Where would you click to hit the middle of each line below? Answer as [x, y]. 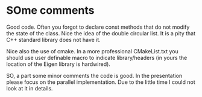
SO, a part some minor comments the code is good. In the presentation [94, 75]
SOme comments [50, 10]
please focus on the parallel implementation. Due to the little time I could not [101, 82]
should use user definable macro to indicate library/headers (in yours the [97, 57]
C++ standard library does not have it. [53, 40]
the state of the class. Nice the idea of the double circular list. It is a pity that [101, 33]
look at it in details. [30, 88]
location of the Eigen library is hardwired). [58, 64]
